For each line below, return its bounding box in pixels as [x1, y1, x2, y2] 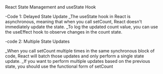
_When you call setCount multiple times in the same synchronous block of [5, 48, 155, 54]
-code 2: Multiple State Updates [5, 38, 70, 44]
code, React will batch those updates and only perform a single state [5, 53, 144, 59]
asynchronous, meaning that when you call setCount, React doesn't [5, 19, 142, 24]
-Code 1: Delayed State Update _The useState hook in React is [5, 14, 131, 19]
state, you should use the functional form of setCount [5, 63, 113, 69]
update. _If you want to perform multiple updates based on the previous [5, 58, 151, 64]
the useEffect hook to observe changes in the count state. [5, 29, 123, 35]
